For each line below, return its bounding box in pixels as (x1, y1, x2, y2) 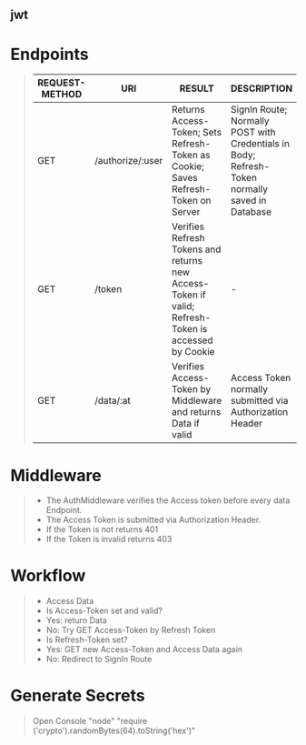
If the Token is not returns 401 (45, 524, 159, 535)
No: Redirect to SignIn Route (45, 654, 153, 665)
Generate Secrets (10, 686, 145, 706)
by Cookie (172, 346, 215, 358)
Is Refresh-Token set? (45, 634, 128, 645)
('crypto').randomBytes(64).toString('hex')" (32, 725, 196, 736)
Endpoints (10, 44, 89, 65)
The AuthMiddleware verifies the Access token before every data (45, 495, 291, 506)
